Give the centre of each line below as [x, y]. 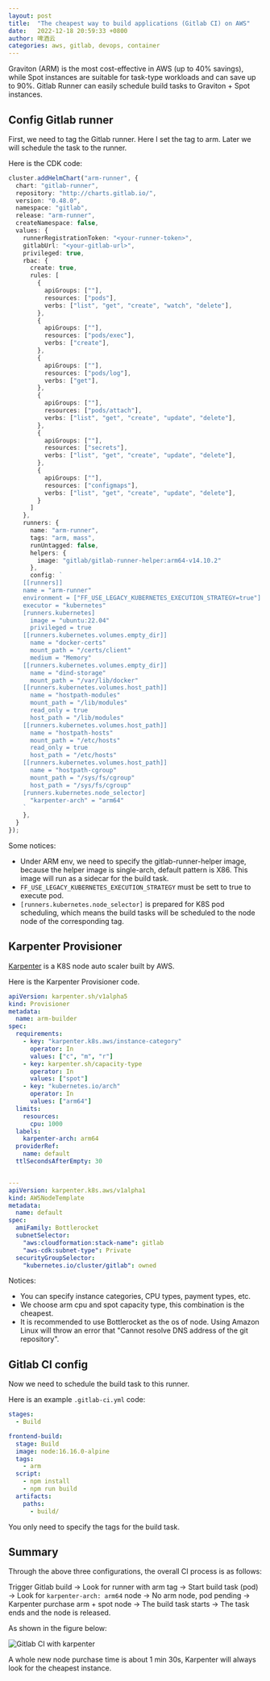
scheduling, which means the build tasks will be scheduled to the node [137, 913]
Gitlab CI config [48, 1365]
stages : [21, 1415]
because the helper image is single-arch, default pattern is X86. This [134, 870]
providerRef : [37, 1146]
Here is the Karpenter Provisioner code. [74, 981]
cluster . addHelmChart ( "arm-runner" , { [73, 178]
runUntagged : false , [64, 545]
